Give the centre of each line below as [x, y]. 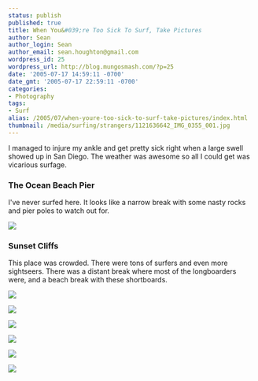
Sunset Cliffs [33, 245]
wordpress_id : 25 [37, 60]
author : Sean [29, 37]
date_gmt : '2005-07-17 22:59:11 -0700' [74, 81]
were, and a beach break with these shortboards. [88, 280]
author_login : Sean [40, 45]
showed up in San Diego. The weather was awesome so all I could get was [129, 156]
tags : [17, 103]
